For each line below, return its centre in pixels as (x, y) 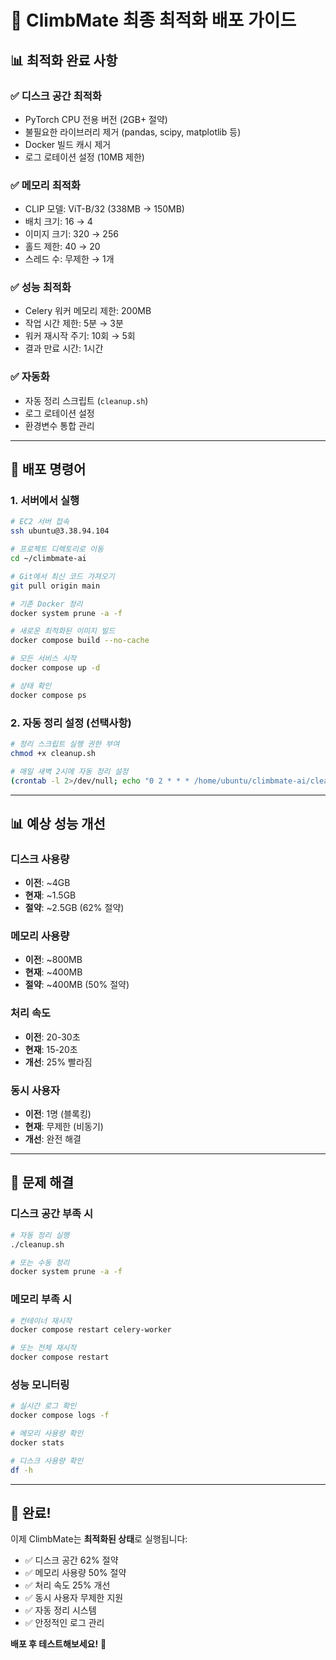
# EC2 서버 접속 (40, 522)
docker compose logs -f (60, 1416)
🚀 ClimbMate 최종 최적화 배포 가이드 (153, 20)
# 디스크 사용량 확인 (47, 1461)
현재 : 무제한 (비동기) (64, 1127)
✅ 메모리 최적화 (45, 185)
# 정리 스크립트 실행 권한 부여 (65, 744)
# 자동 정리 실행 (40, 1235)
